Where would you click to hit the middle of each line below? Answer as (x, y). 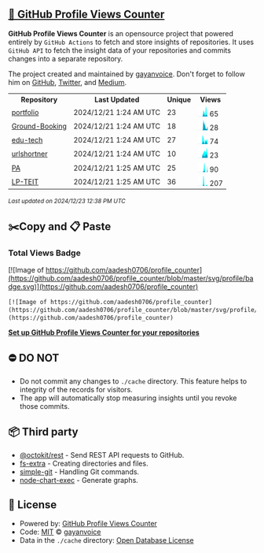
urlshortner (29, 154)
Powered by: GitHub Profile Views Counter (88, 524)
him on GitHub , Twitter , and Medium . (68, 82)
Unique (179, 100)
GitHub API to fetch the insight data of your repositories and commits (120, 50)
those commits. (44, 406)
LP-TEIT (25, 181)
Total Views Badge (44, 253)
